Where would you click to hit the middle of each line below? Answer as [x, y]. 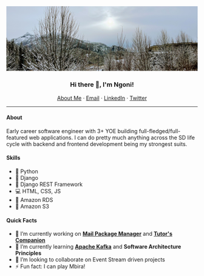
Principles [28, 253]
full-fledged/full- [160, 131]
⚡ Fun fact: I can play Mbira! [50, 266]
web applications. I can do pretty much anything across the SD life [112, 137]
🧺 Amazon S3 [32, 206]
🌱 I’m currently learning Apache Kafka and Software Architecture [98, 247]
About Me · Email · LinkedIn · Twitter [102, 98]
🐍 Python [26, 171]
